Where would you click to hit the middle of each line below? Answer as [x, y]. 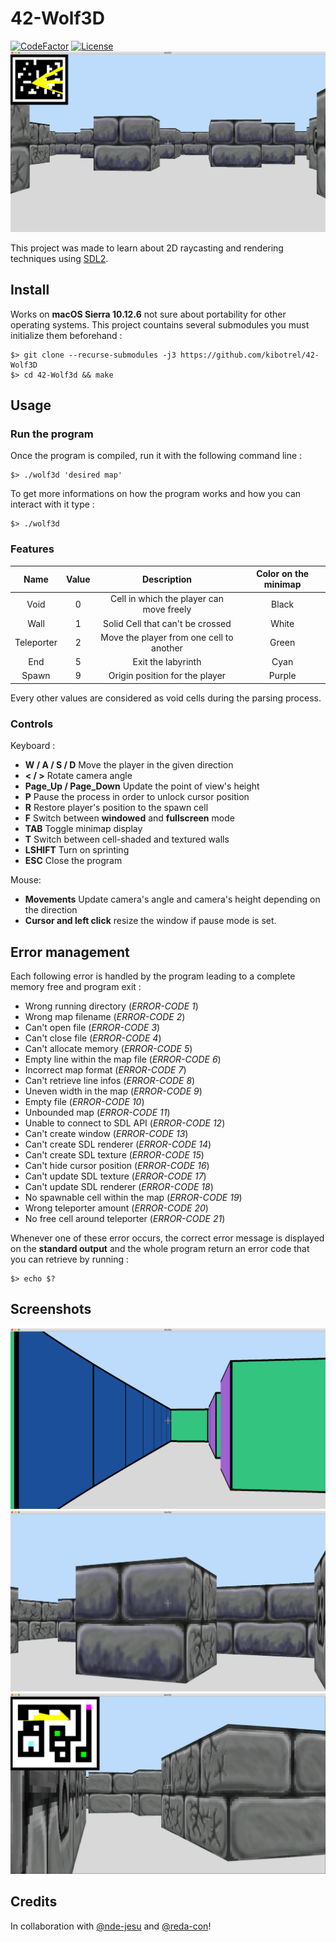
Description [167, 579]
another [167, 648]
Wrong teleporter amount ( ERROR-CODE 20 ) [116, 1208]
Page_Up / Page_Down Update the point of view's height [142, 786]
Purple [282, 676]
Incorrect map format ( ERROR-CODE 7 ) [105, 1070]
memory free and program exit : [76, 986]
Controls [32, 724]
